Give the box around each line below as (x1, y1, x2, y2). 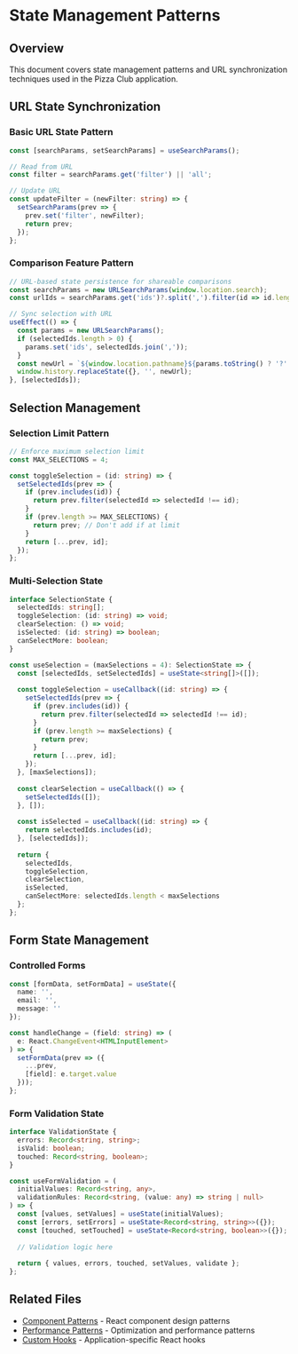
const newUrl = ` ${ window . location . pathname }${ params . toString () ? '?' (17, 359, 288, 368)
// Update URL (9, 186, 62, 195)
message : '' (17, 1004, 62, 1013)
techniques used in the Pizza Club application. (9, 74, 179, 84)
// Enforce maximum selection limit (9, 447, 145, 455)
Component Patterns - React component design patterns (21, 1315, 231, 1326)
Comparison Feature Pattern (9, 257, 135, 269)
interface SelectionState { (9, 595, 114, 604)
